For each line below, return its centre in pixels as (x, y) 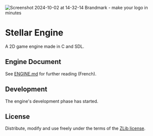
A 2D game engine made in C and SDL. (45, 46)
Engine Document (33, 62)
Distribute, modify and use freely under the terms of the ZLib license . (75, 129)
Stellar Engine (34, 33)
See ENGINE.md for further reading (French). (51, 73)
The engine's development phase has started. (52, 101)
